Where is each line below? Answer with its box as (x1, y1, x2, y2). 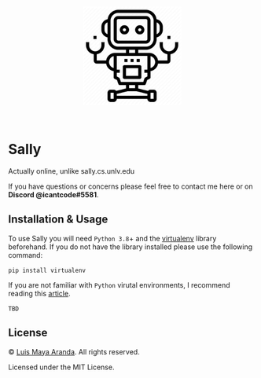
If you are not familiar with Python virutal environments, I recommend (8, 280, 230, 289)
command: (8, 250, 43, 259)
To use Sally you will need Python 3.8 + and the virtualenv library (8, 233, 217, 243)
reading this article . (8, 288, 71, 298)
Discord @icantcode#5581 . (8, 189, 99, 199)
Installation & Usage (8, 213, 108, 226)
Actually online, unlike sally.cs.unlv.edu (8, 166, 135, 175)
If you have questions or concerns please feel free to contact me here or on (8, 182, 253, 191)
